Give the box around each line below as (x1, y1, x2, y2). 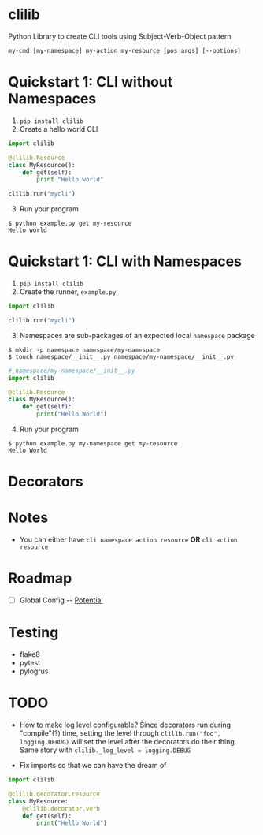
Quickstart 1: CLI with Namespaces (8, 252, 243, 270)
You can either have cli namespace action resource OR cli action (19, 535, 238, 545)
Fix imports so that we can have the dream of (19, 761, 167, 770)
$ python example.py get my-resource (8, 219, 132, 228)
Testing (8, 624, 59, 642)
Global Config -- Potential (19, 595, 104, 605)
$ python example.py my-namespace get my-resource (8, 440, 178, 448)
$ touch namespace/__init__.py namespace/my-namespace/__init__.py (8, 352, 235, 360)
